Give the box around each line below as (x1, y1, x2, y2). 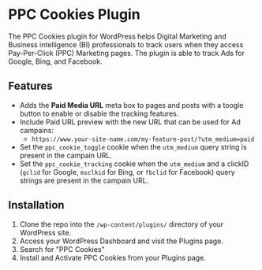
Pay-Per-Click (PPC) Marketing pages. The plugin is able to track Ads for (8, 48, 245, 57)
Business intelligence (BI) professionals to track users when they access (8, 39, 244, 49)
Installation (8, 198, 65, 212)
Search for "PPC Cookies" (19, 244, 105, 253)
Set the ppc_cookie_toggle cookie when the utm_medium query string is (19, 142, 247, 151)
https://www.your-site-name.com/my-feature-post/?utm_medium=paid (31, 135, 255, 143)
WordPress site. (19, 227, 72, 237)
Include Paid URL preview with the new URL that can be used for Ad (19, 117, 241, 127)
